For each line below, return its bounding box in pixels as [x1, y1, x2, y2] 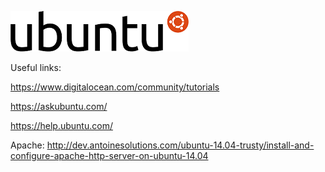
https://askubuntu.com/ [10, 101, 108, 112]
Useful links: [10, 62, 62, 73]
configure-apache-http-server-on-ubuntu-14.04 [10, 150, 209, 161]
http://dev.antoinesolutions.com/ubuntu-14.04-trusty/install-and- [46, 139, 315, 151]
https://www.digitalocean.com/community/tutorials [10, 81, 220, 93]
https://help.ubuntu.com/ [10, 120, 113, 131]
